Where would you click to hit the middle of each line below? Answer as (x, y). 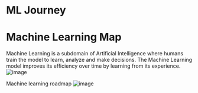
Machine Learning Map (64, 37)
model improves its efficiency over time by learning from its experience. (93, 66)
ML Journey (36, 10)
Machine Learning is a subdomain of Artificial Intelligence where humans (95, 54)
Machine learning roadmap (39, 84)
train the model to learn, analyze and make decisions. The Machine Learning (99, 60)
